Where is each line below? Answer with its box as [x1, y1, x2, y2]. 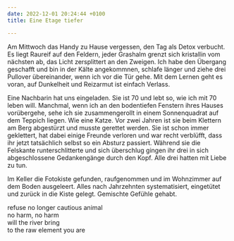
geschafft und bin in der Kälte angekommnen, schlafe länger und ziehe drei [7, 65, 226, 73]
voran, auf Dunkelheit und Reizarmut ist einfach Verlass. [7, 80, 171, 88]
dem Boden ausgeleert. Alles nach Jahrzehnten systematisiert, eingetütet [7, 182, 221, 190]
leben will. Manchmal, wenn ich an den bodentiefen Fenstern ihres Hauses [7, 101, 223, 109]
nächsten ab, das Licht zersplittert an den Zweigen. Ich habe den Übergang [7, 57, 227, 66]
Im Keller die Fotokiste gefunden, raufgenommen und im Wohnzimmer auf [7, 174, 222, 183]
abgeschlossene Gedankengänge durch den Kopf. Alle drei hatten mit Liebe [7, 153, 227, 162]
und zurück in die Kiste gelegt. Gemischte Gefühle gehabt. [7, 190, 178, 198]
